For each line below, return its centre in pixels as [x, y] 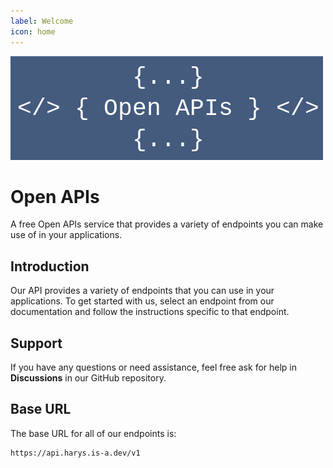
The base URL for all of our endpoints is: [93, 433]
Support [36, 343]
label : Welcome [42, 21]
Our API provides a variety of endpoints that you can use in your [142, 291]
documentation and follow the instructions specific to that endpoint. [150, 312]
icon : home [33, 31]
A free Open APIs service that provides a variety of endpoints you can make [167, 224]
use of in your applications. [66, 235]
